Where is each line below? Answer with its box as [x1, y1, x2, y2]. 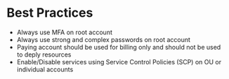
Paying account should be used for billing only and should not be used [16, 43, 221, 51]
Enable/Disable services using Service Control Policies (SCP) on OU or [16, 57, 222, 66]
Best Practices [6, 5, 93, 21]
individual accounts [16, 65, 74, 73]
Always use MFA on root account [16, 28, 113, 36]
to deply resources [16, 50, 72, 59]
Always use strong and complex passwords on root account [16, 35, 191, 43]
